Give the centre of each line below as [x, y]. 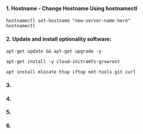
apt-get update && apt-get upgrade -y [54, 51]
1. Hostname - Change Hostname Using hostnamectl [72, 8]
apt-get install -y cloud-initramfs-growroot [63, 62]
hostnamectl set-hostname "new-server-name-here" [69, 21]
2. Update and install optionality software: [59, 39]
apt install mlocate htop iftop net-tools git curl [71, 72]
